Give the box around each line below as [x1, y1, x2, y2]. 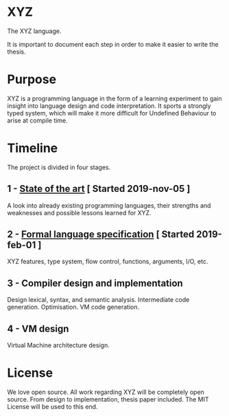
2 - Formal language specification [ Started [7, 228, 195, 241]
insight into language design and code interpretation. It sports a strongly [7, 101, 211, 110]
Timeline [7, 140, 58, 156]
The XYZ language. [7, 27, 62, 35]
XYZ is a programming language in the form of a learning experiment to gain [7, 94, 223, 102]
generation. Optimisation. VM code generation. [7, 303, 139, 311]
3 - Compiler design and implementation [7, 277, 183, 289]
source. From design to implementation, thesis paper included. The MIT [7, 395, 209, 403]
